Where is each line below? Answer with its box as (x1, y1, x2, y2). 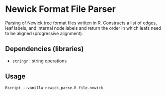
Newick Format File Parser (5, 3, 116, 15)
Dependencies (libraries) (5, 45, 84, 53)
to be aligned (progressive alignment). (5, 30, 83, 36)
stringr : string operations (12, 58, 67, 64)
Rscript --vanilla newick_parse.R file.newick (5, 85, 103, 90)
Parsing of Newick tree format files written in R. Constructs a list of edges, (5, 20, 158, 26)
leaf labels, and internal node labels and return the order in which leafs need (5, 25, 162, 31)
